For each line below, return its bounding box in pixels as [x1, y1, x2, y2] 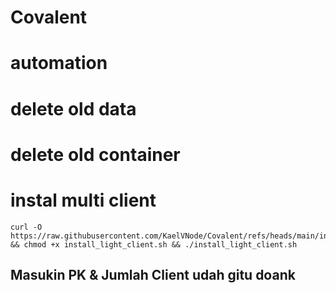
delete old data [10, 97, 137, 120]
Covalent [10, 6, 88, 29]
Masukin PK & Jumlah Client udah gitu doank [10, 267, 296, 284]
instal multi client [10, 189, 157, 211]
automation [10, 52, 108, 75]
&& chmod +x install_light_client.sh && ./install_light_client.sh [10, 239, 298, 250]
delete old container [10, 143, 181, 166]
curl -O [10, 222, 43, 232]
